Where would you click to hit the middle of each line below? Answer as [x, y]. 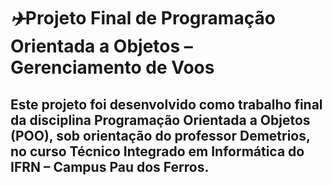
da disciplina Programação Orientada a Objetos [160, 120]
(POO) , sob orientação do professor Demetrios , [160, 135]
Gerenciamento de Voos [112, 67]
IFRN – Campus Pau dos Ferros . [110, 166]
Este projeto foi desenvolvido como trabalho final [166, 104]
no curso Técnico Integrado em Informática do [157, 151]
